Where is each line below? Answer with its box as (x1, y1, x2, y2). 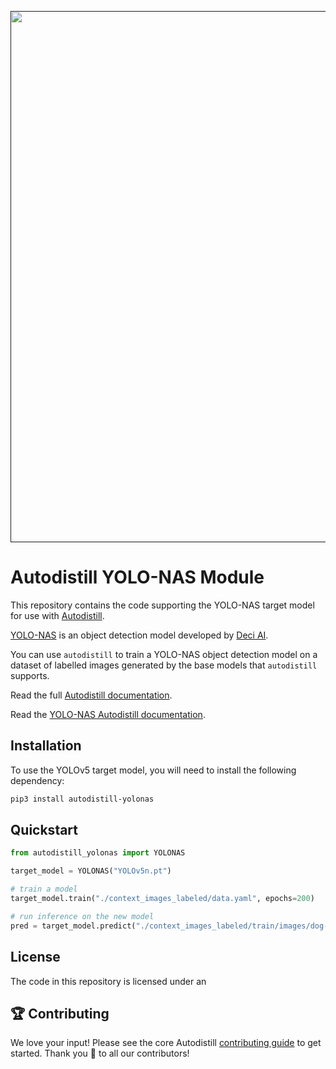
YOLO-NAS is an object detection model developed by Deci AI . (10, 629, 269, 641)
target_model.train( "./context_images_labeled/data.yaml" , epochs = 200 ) (10, 894, 315, 904)
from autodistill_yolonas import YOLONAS (10, 848, 186, 858)
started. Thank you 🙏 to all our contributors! (10, 1047, 190, 1060)
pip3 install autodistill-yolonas (10, 794, 155, 804)
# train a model (10, 884, 78, 895)
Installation (10, 737, 82, 755)
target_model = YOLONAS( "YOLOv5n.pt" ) (10, 866, 172, 876)
